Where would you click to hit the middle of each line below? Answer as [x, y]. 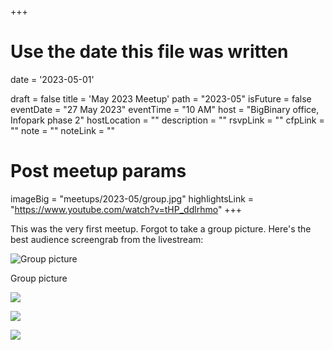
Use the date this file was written [149, 52]
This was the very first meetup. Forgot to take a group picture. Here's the [161, 228]
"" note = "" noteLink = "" [63, 130]
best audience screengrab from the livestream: [107, 239]
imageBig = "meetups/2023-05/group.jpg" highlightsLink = [132, 198]
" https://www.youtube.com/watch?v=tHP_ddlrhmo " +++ [126, 209]
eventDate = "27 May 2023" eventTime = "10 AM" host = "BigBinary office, [165, 109]
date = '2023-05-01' [52, 79]
